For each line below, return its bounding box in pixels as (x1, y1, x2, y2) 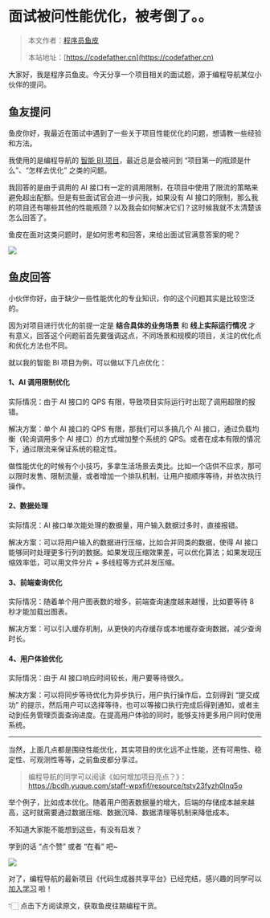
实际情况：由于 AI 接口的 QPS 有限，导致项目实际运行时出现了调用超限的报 (8, 397, 256, 406)
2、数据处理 (8, 501, 48, 511)
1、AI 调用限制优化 (8, 377, 70, 387)
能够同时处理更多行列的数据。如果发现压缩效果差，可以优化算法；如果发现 (8, 547, 255, 557)
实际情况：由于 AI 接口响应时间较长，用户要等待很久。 (8, 673, 189, 683)
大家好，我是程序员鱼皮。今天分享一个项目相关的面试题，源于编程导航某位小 (8, 69, 262, 79)
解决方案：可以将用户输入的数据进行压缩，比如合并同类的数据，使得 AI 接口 (8, 537, 259, 547)
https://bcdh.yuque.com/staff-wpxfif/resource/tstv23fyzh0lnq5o (27, 781, 243, 791)
